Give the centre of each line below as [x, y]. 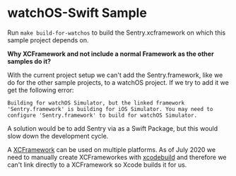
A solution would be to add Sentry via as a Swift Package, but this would [113, 128]
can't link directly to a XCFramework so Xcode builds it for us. [97, 165]
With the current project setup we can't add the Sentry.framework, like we [115, 75]
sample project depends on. [48, 40]
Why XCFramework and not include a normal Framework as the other [111, 54]
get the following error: [41, 90]
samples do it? [29, 61]
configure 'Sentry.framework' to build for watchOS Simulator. [102, 115]
